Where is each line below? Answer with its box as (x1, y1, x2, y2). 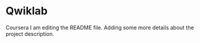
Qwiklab (5, 4, 48, 18)
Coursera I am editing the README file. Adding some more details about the (5, 24, 194, 31)
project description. (5, 30, 55, 37)
